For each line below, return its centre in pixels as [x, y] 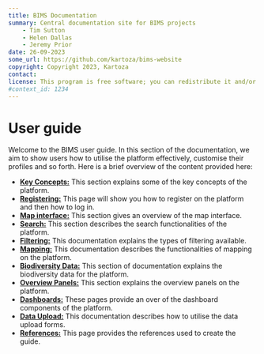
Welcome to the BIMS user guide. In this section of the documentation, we [129, 150]
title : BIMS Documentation [53, 15]
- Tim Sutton [44, 30]
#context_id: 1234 [38, 89]
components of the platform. [66, 308]
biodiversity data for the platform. [74, 274]
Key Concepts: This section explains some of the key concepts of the [133, 182]
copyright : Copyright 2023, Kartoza [68, 67]
